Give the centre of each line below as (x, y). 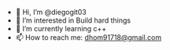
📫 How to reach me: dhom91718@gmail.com (89, 37)
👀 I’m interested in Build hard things (73, 20)
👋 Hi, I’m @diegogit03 (51, 12)
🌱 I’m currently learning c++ (61, 29)
